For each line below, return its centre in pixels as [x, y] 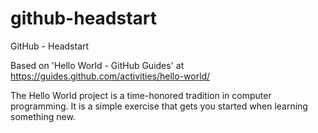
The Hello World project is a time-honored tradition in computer [141, 95]
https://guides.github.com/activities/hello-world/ [110, 76]
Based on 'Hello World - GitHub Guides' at [97, 65]
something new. [43, 116]
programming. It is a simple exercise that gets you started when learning [159, 106]
